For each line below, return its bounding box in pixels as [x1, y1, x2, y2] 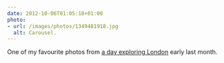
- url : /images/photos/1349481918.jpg [7, 23, 119, 29]
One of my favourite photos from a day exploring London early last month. [7, 48, 218, 56]
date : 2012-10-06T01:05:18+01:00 [7, 10, 103, 17]
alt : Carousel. [13, 29, 57, 36]
